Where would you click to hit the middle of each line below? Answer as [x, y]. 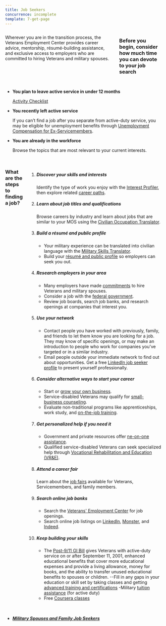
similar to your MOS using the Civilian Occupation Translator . [98, 221]
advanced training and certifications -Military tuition [97, 588]
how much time [138, 53]
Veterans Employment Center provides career [52, 43]
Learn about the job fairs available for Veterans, [85, 482]
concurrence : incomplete [31, 14]
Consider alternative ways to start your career [85, 379]
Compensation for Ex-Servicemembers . [53, 131]
